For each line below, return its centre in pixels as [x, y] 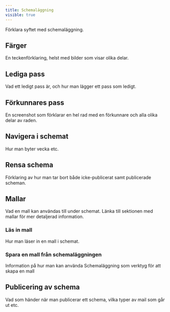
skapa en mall [20, 271]
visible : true [20, 15]
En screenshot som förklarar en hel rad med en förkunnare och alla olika [81, 115]
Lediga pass [25, 74]
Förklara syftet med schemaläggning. [45, 29]
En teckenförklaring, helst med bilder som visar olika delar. [67, 58]
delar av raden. [21, 120]
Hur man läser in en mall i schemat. [42, 241]
